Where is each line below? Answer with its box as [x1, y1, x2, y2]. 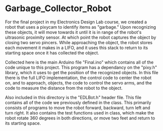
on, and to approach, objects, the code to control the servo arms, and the [5, 80, 152, 85]
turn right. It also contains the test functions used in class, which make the [5, 110, 154, 115]
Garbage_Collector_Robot [5, 3, 112, 14]
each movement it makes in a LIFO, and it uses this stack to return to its [5, 45, 148, 50]
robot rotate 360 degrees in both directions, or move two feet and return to [5, 115, 155, 121]
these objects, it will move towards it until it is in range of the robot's [5, 29, 142, 35]
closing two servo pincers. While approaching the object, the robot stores [5, 39, 153, 45]
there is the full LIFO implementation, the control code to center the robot [5, 75, 152, 81]
